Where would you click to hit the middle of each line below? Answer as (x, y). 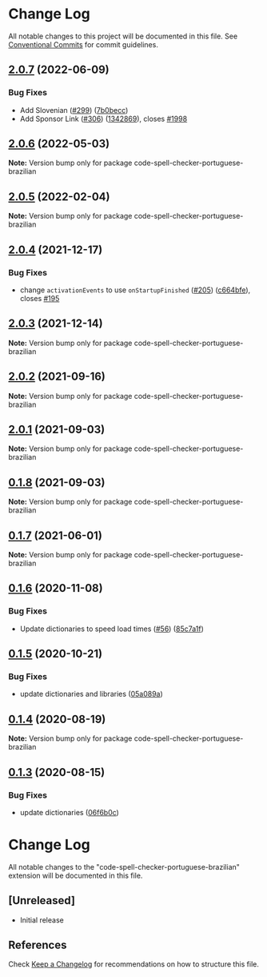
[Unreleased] (42, 901)
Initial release (42, 920)
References (38, 945)
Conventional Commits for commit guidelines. (83, 44)
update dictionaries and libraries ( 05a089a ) (92, 694)
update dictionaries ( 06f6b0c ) (70, 812)
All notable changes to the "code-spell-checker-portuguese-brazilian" (124, 866)
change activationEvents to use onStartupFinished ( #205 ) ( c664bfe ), (135, 290)
